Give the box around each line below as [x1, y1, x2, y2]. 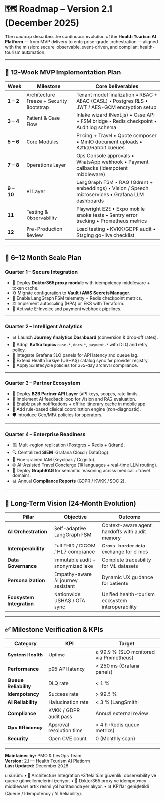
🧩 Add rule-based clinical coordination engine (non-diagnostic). [12, 406, 141, 412]
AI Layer [26, 188, 46, 195]
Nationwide [54, 591, 81, 598]
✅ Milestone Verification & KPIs [5, 625, 103, 634]
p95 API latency [48, 665, 85, 672]
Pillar [22, 513, 35, 520]
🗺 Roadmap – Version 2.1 [5, 3, 113, 15]
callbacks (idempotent [76, 164, 128, 171]
